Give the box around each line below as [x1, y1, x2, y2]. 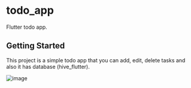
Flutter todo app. [6, 23, 48, 31]
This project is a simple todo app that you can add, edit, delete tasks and [6, 56, 186, 63]
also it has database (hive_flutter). [6, 63, 90, 70]
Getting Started [6, 41, 65, 51]
